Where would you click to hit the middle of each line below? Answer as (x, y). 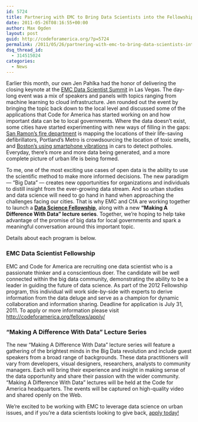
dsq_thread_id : (25, 50)
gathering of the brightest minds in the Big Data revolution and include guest (99, 351)
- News (19, 66)
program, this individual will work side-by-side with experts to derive (89, 291)
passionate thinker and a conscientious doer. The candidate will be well (93, 272)
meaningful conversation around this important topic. (71, 227)
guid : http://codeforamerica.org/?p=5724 (58, 39)
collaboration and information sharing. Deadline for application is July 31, (95, 304)
